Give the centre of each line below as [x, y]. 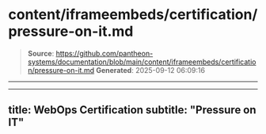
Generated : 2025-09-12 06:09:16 [151, 70]
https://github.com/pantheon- [104, 53]
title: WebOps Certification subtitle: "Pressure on [132, 110]
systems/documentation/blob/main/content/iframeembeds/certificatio [142, 62]
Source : [41, 53]
